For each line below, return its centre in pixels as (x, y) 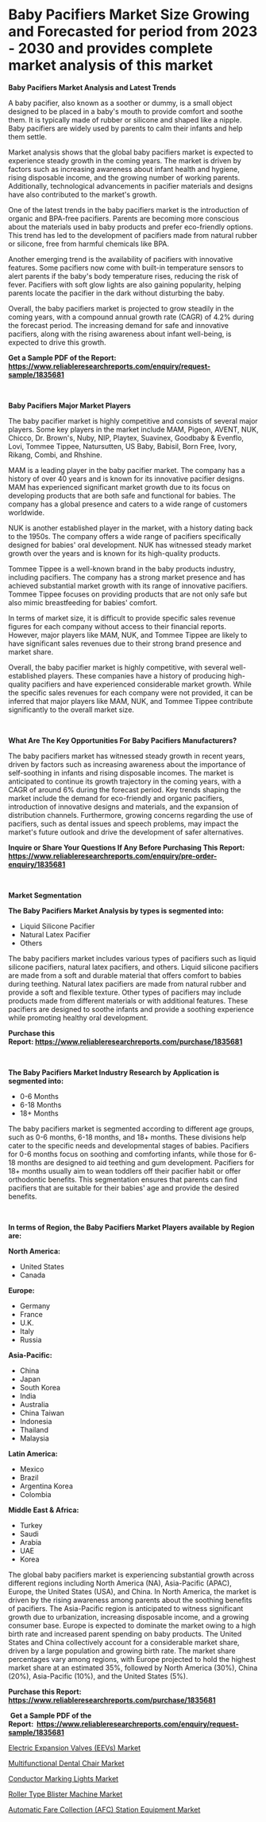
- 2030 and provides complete (110, 49)
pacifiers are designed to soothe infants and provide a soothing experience (131, 1009)
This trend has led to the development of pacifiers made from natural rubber (133, 235)
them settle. (28, 136)
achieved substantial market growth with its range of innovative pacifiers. (128, 585)
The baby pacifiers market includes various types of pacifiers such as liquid (132, 958)
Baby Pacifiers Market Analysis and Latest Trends (92, 87)
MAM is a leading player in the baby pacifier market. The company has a (127, 470)
